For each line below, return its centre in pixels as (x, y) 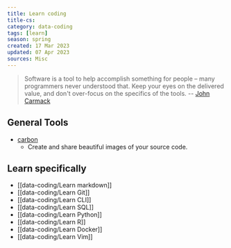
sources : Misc (28, 59)
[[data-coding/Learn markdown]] (65, 185)
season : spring (29, 40)
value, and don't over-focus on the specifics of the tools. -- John (117, 93)
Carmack (37, 101)
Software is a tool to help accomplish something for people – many (119, 78)
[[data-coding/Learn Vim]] (55, 237)
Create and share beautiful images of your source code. (108, 147)
